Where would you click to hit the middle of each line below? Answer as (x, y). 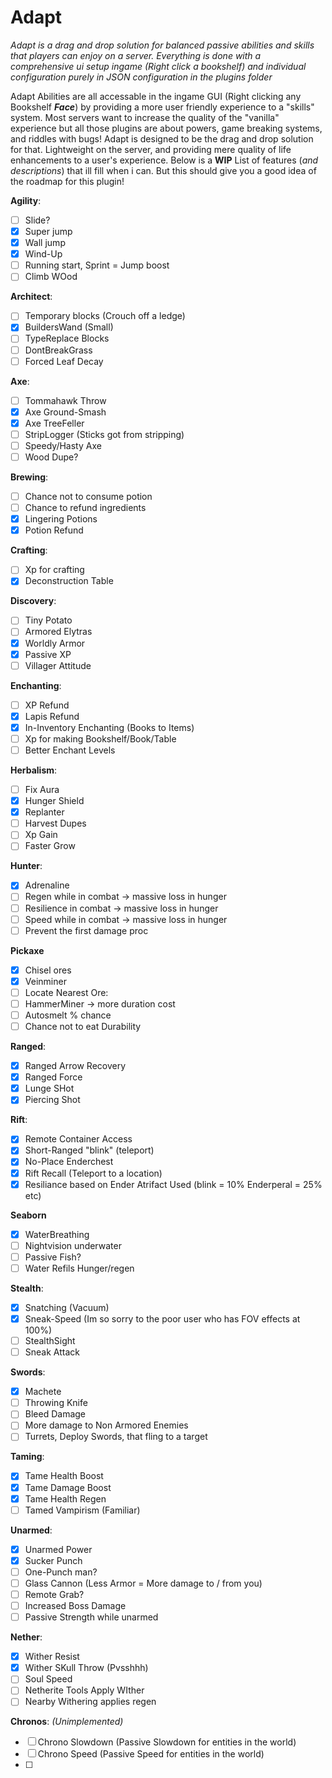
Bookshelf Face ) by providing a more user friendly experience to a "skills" (162, 107)
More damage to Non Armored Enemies (106, 1425)
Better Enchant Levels (70, 750)
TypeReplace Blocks (67, 338)
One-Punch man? (61, 1572)
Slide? (37, 220)
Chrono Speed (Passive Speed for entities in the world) (151, 1754)
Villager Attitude (58, 665)
